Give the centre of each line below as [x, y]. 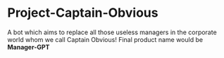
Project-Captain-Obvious [83, 13]
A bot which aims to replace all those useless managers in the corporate [112, 32]
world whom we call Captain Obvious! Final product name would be [105, 39]
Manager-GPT [29, 47]
